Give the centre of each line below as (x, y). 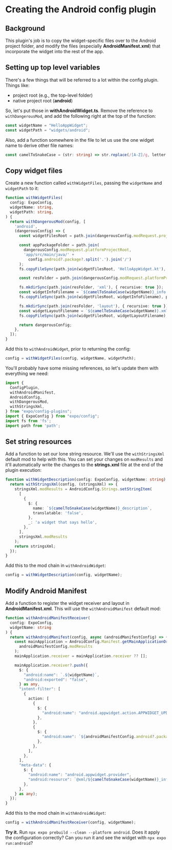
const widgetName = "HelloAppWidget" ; (47, 125)
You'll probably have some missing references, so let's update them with (82, 368)
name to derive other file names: (40, 145)
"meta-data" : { (35, 765)
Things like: (17, 85)
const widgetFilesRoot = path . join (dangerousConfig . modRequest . (89, 236)
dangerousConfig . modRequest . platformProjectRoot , (78, 250)
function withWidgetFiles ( (34, 198)
